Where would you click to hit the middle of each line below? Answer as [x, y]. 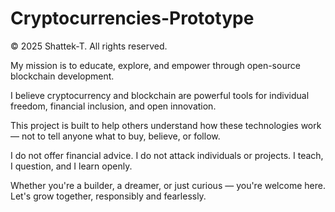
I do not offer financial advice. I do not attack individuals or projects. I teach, [167, 155]
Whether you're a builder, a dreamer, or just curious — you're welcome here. [168, 185]
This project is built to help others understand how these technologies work [166, 125]
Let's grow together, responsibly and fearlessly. [108, 196]
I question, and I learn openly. [71, 166]
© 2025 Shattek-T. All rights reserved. [89, 46]
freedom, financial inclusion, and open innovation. [113, 106]
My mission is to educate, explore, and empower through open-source [155, 65]
